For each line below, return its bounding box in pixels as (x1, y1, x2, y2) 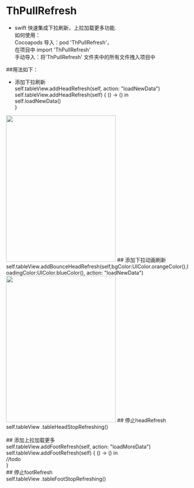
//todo (6, 455, 21, 462)
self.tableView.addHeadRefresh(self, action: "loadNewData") (14, 85, 161, 92)
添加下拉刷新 (14, 78, 46, 86)
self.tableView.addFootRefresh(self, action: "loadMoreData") (6, 443, 151, 450)
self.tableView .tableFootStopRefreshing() (6, 475, 106, 482)
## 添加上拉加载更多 (6, 436, 56, 443)
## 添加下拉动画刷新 (116, 256, 167, 263)
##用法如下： (6, 66, 39, 73)
